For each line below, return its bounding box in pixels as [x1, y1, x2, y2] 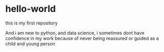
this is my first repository [5, 20, 58, 26]
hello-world [5, 3, 56, 15]
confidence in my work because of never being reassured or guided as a [5, 35, 159, 41]
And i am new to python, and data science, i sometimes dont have [5, 30, 145, 36]
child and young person [5, 40, 55, 46]
